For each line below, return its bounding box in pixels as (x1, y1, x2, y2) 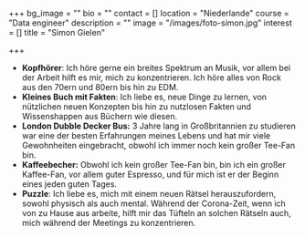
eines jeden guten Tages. (21, 179, 118, 190)
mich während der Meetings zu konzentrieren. (21, 218, 196, 228)
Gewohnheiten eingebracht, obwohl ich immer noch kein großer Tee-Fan (21, 140, 296, 150)
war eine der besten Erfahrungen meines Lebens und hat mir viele (21, 130, 271, 140)
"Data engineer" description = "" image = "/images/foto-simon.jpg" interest (8, 17, 293, 28)
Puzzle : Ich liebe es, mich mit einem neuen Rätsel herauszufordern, (21, 189, 277, 199)
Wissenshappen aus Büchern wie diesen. (21, 111, 178, 121)
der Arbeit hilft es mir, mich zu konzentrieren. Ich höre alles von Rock (21, 72, 282, 83)
